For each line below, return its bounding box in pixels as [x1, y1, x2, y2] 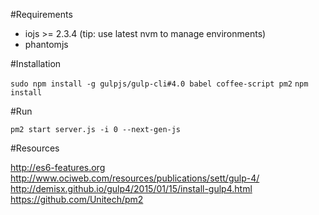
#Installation [10, 58, 62, 69]
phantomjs [24, 39, 69, 50]
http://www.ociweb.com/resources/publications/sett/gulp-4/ [10, 172, 260, 184]
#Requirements [10, 9, 73, 20]
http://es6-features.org [10, 162, 106, 173]
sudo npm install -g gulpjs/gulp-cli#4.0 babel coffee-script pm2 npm [10, 79, 309, 89]
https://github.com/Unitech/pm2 [10, 194, 144, 205]
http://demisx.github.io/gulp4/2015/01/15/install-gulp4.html [10, 183, 253, 194]
